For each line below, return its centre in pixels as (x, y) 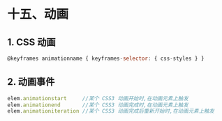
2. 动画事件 (31, 82)
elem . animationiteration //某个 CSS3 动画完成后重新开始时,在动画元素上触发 (111, 111)
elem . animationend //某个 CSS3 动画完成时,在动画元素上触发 (98, 105)
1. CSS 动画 (31, 42)
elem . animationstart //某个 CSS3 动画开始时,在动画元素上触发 (98, 98)
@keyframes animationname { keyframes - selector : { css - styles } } (106, 58)
